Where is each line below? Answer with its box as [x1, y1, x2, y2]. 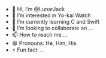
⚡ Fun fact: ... [11, 46, 45, 53]
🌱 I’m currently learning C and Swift [11, 18, 100, 25]
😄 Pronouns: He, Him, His [11, 40, 77, 47]
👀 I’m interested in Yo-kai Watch [11, 12, 91, 19]
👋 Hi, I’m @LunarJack [11, 6, 65, 12]
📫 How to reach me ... [11, 31, 68, 38]
